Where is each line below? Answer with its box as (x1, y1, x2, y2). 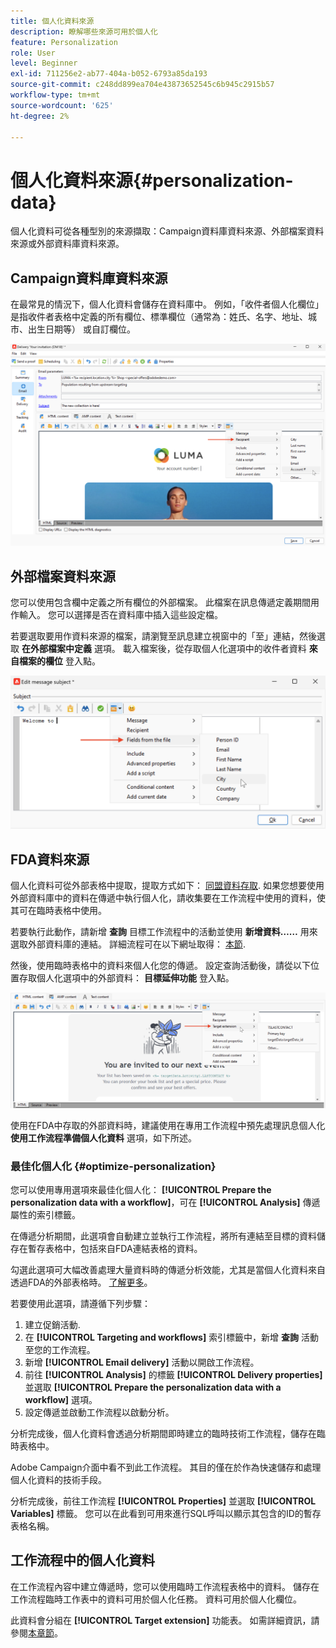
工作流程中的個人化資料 (10, 1552, 155, 1569)
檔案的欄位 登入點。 (18, 655, 101, 667)
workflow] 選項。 (24, 1394, 98, 1406)
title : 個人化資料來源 (10, 16, 95, 26)
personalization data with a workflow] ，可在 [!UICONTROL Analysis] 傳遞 (10, 1196, 321, 1209)
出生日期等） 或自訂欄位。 (27, 323, 136, 335)
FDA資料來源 (10, 851, 90, 868)
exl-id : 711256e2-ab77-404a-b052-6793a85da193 (10, 69, 208, 79)
